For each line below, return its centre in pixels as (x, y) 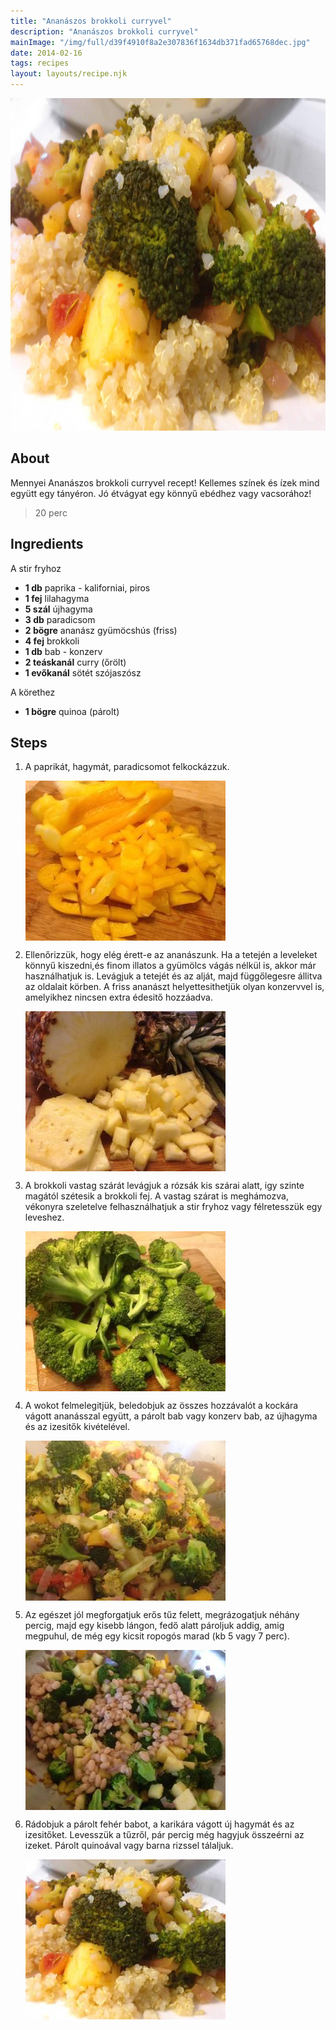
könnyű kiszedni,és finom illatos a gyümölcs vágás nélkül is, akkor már (170, 966)
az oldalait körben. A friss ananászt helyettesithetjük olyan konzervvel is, (174, 987)
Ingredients (47, 544)
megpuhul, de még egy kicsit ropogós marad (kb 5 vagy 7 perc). (157, 1636)
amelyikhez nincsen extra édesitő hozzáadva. (118, 997)
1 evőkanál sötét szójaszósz (83, 672)
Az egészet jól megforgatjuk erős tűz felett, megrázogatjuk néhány (162, 1615)
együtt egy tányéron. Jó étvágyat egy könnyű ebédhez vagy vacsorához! (161, 493)
